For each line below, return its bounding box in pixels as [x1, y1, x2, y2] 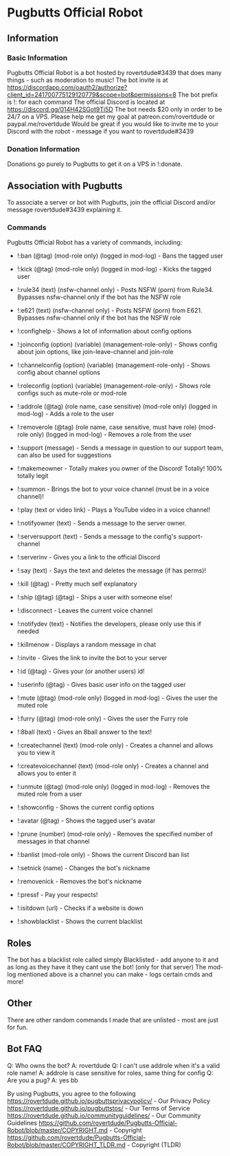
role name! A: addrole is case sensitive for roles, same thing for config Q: [7, 1069, 214, 1077]
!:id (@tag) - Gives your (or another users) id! [16, 667, 146, 676]
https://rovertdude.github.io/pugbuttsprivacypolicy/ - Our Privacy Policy [7, 1097, 211, 1105]
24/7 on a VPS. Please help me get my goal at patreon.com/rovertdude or [7, 112, 215, 121]
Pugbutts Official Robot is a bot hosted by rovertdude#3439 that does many [7, 68, 222, 76]
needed [16, 627, 39, 635]
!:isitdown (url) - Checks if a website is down [16, 904, 143, 912]
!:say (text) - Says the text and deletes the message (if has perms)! [16, 566, 207, 575]
